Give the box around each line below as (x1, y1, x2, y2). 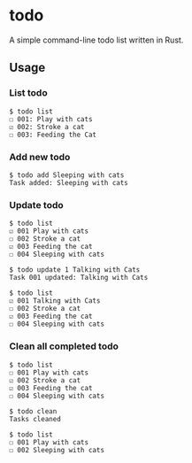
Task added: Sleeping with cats (9, 178, 128, 187)
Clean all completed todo (9, 340, 119, 352)
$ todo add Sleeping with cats (9, 170, 125, 180)
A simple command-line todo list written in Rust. (9, 35, 184, 45)
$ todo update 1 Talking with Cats (9, 266, 141, 274)
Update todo (9, 198, 64, 211)
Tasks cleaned (9, 414, 62, 423)
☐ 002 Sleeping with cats (9, 445, 104, 454)
